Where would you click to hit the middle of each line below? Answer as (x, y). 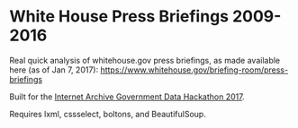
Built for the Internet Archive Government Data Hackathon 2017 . (127, 97)
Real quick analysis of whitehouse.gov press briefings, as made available (145, 60)
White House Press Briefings (119, 17)
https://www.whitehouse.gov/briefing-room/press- (194, 70)
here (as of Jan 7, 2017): (54, 70)
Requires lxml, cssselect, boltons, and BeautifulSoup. (108, 114)
